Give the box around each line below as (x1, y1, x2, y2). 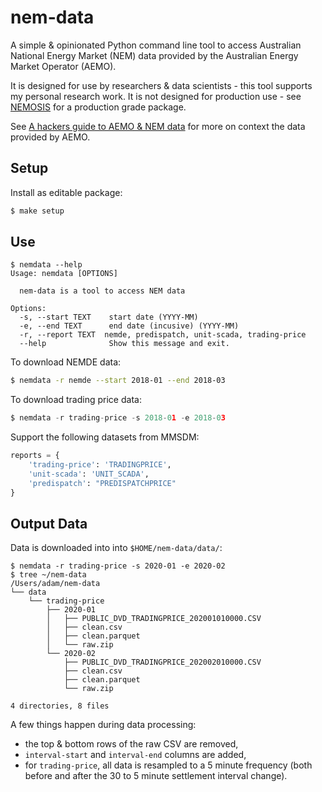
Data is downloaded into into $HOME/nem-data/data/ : (10, 542, 223, 554)
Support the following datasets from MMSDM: (10, 431, 200, 443)
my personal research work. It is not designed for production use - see (10, 90, 302, 102)
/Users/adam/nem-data (10, 579, 101, 589)
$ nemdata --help (10, 260, 83, 270)
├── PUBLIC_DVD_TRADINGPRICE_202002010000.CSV (63, 657, 262, 668)
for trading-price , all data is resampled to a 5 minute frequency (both (24, 759, 313, 771)
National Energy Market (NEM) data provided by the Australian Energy (10, 49, 299, 61)
